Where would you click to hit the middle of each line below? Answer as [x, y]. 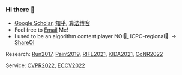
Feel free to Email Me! [41, 30]
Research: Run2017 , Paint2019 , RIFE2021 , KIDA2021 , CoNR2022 [84, 54]
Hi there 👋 [20, 10]
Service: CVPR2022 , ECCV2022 [45, 65]
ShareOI [24, 43]
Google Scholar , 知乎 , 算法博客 [52, 23]
